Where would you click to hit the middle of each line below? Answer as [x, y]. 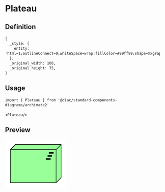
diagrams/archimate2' [27, 105]
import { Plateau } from [30, 100]
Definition [20, 27]
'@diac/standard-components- [88, 100]
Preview [18, 130]
